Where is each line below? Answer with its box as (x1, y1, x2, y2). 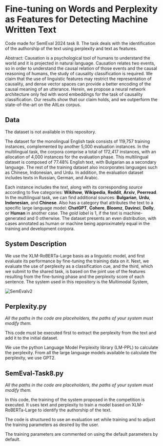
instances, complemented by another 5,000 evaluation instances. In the (5, 143, 149, 149)
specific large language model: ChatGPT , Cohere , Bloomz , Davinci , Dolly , (5, 205, 155, 211)
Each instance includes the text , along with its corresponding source (5, 184, 143, 190)
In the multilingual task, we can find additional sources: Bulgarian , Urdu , (5, 194, 150, 200)
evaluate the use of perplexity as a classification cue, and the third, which (5, 263, 153, 269)
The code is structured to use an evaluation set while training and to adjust (5, 417, 155, 423)
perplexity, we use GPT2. (5, 355, 56, 361)
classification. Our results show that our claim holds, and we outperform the (5, 96, 158, 102)
